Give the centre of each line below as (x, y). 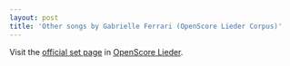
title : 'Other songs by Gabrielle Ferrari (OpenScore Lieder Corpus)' (146, 26)
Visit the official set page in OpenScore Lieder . (96, 52)
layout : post (34, 18)
